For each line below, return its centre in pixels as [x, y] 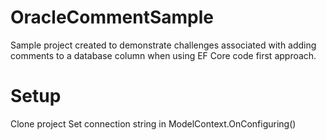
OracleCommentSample [112, 17]
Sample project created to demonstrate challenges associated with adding [163, 45]
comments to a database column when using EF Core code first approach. [163, 55]
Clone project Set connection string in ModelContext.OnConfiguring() [153, 123]
